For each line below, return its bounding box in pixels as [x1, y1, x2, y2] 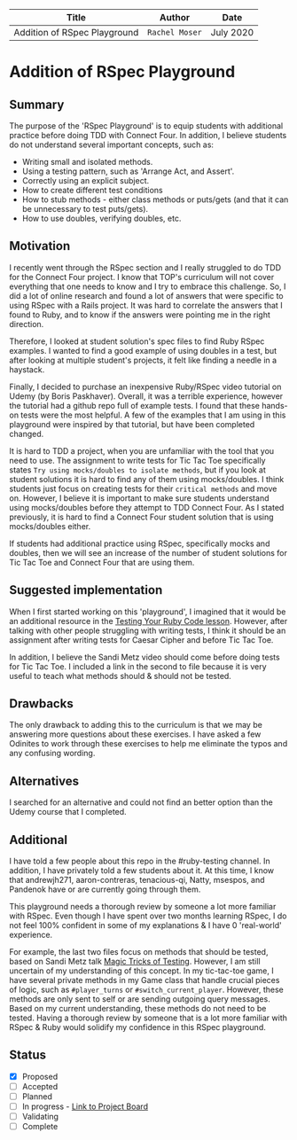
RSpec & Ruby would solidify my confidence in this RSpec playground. [9, 1022, 266, 1033]
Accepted [21, 1081, 59, 1091]
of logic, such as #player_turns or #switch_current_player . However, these [9, 984, 284, 996]
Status [9, 1048, 47, 1063]
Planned [21, 1091, 53, 1102]
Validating [21, 1112, 59, 1122]
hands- [261, 400, 288, 410]
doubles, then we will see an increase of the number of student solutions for [9, 547, 288, 558]
